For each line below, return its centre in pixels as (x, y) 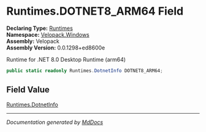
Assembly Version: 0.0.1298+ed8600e (56, 48)
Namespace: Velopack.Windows (48, 34)
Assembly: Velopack (33, 41)
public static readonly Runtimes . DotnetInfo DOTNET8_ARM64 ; (85, 71)
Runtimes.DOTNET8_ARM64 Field (95, 11)
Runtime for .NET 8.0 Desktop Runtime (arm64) (66, 59)
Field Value (28, 90)
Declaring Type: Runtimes (40, 28)
